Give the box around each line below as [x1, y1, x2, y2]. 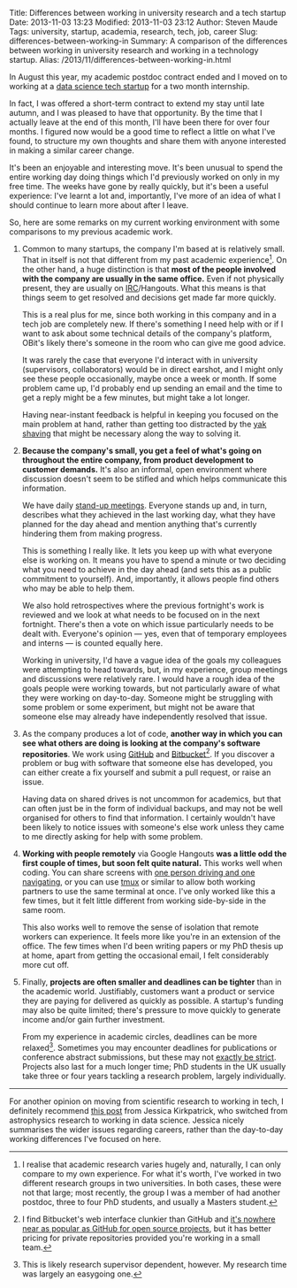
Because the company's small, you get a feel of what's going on [21, 445, 263, 456]
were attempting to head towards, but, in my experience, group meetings [21, 663, 288, 675]
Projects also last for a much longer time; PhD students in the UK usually [21, 1061, 286, 1071]
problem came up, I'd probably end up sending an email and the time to [21, 382, 283, 393]
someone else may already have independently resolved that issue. [21, 711, 268, 722]
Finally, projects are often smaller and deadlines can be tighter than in [21, 977, 282, 987]
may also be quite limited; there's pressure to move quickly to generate [21, 1005, 281, 1016]
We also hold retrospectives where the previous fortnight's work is [21, 600, 265, 610]
